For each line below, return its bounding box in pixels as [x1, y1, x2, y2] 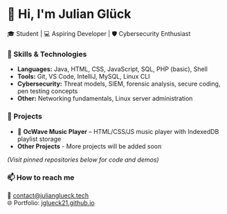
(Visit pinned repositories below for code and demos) [7, 155, 159, 164]
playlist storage [17, 135, 62, 143]
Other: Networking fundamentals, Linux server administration [17, 95, 193, 103]
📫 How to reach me [7, 173, 75, 182]
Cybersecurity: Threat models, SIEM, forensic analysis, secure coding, [17, 79, 221, 88]
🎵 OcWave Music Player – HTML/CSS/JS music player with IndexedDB [17, 127, 219, 135]
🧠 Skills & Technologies [7, 49, 87, 59]
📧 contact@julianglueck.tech [7, 191, 89, 200]
